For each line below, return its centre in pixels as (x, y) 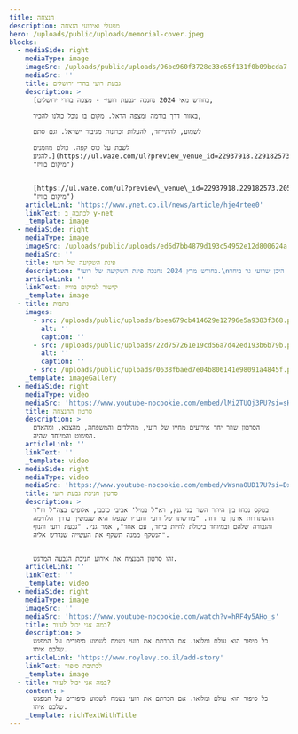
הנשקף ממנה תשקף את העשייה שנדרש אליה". (101, 535)
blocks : (24, 42)
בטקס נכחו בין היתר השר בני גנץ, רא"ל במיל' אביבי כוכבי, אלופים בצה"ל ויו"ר (150, 510)
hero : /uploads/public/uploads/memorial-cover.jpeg (106, 34)
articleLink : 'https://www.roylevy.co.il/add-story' (125, 658)
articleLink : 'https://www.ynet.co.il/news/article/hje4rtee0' (145, 205)
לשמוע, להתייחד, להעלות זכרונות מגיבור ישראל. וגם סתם (117, 132)
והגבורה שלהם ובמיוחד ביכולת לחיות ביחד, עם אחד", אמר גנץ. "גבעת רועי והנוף (153, 526)
